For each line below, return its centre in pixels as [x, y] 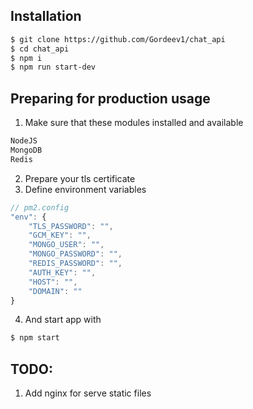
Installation [46, 16]
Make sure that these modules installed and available [134, 123]
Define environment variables [85, 189]
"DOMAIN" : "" [55, 291]
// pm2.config [40, 207]
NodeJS [24, 141]
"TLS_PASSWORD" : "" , [71, 226]
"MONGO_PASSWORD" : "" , [75, 254]
